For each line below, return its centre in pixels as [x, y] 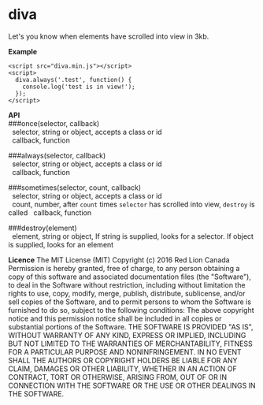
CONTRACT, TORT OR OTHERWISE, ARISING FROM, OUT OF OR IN [118, 377]
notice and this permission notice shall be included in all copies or [115, 318]
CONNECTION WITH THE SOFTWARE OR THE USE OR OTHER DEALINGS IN [132, 385]
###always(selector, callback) [57, 155]
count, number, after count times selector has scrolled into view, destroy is [133, 204]
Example [23, 51]
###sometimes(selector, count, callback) [75, 188]
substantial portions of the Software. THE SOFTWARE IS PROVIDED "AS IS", [131, 327]
